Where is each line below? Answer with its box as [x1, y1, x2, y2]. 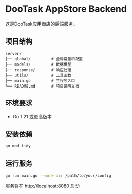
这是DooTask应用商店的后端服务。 [5, 20, 78, 27]
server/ [5, 51, 22, 56]
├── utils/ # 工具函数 [5, 73, 72, 78]
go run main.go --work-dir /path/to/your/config [5, 173, 111, 178]
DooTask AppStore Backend [5, 3, 127, 15]
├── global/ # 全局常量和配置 [5, 56, 83, 61]
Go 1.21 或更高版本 [12, 113, 52, 119]
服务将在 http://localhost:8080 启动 [5, 183, 80, 189]
